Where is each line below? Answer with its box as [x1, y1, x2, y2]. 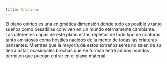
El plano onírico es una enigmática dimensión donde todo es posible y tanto [5, 21, 162, 27]
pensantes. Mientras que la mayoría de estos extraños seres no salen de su [5, 42, 162, 48]
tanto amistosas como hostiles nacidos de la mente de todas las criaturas [5, 37, 157, 43]
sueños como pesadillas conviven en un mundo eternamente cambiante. [5, 26, 156, 32]
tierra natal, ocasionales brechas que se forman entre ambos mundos [5, 47, 149, 53]
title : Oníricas [5, 7, 39, 12]
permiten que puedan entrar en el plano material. [5, 53, 107, 59]
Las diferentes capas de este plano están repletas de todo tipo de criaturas [5, 31, 161, 37]
